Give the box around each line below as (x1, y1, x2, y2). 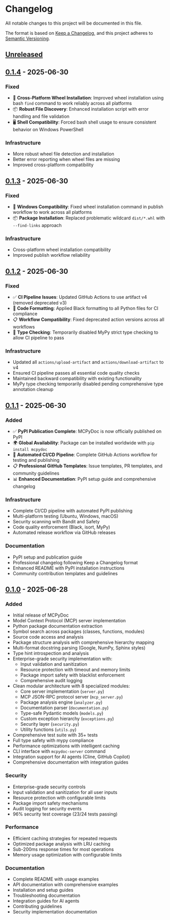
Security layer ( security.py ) (20, 721, 80, 727)
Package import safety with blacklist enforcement (20, 672, 125, 678)
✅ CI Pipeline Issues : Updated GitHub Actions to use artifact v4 (12, 294, 147, 300)
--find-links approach (12, 222, 62, 228)
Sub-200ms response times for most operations (12, 846, 114, 852)
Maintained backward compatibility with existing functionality (12, 375, 142, 382)
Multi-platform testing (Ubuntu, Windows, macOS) (12, 513, 118, 519)
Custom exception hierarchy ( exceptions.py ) (20, 715, 114, 722)
